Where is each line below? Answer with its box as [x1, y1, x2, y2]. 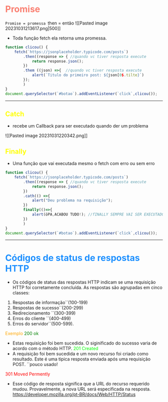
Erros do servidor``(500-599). [12, 321, 74, 327]
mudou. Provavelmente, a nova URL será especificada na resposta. [12, 386, 151, 392]
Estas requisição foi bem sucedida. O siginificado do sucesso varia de [12, 340, 157, 346]
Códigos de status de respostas [5, 252, 140, 263]
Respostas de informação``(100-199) [12, 299, 88, 305]
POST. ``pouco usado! [12, 361, 58, 367]
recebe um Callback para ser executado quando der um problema [12, 123, 148, 129]
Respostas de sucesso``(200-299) [12, 305, 83, 311]
